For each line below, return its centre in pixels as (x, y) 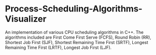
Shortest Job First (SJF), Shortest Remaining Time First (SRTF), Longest (77, 42)
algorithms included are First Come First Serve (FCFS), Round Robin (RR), (78, 37)
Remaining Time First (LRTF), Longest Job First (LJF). (58, 47)
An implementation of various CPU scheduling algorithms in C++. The (74, 32)
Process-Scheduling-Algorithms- (74, 9)
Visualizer (26, 19)
